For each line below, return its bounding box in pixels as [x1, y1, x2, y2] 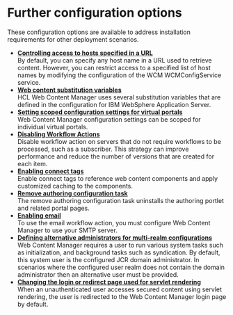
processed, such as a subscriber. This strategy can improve [17, 145, 189, 153]
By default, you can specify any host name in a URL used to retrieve [17, 56, 212, 64]
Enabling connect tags [17, 167, 84, 175]
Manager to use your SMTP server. [17, 226, 118, 234]
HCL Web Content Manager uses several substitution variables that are [17, 92, 221, 102]
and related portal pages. [17, 204, 90, 212]
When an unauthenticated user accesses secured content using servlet [17, 285, 223, 293]
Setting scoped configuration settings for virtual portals [17, 108, 183, 116]
